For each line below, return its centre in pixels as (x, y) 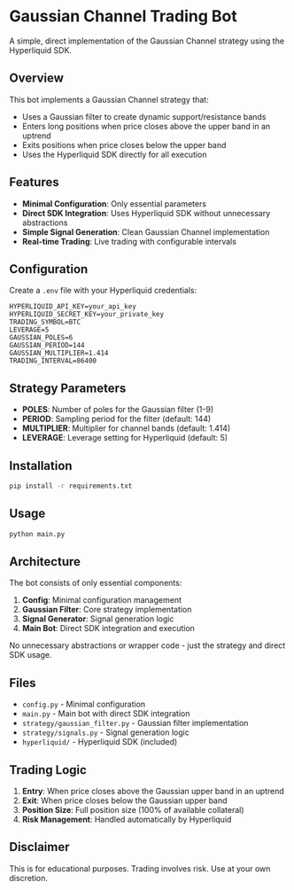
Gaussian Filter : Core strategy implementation (107, 610)
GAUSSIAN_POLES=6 (41, 338)
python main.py (37, 534)
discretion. (29, 878)
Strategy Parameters (68, 388)
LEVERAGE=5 (29, 330)
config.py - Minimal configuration (84, 704)
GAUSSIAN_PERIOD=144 (47, 346)
